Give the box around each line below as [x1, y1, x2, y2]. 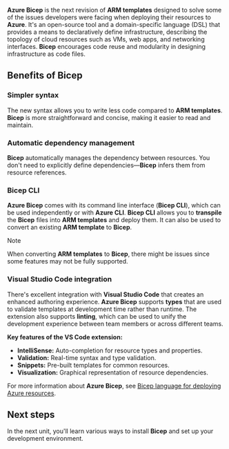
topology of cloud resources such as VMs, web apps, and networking [7, 35, 205, 43]
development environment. [7, 435, 84, 443]
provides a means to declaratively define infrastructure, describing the [7, 28, 208, 36]
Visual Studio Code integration [7, 275, 112, 284]
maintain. [7, 121, 33, 129]
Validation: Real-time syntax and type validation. [17, 353, 157, 361]
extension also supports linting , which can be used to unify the [7, 312, 187, 320]
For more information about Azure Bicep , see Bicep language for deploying [7, 381, 221, 390]
